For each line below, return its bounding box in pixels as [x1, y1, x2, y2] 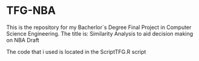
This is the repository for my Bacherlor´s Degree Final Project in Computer [6, 24, 192, 31]
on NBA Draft [6, 36, 39, 43]
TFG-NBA [6, 4, 56, 18]
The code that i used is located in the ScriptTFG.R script [6, 48, 147, 55]
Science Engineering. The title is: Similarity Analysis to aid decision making [6, 30, 194, 37]
